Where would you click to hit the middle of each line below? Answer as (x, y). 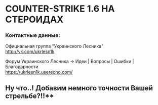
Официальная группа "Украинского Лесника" (54, 46)
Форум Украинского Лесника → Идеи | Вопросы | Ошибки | (70, 62)
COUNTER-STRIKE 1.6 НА (60, 9)
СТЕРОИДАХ (34, 19)
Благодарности (22, 67)
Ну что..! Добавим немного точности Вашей (79, 88)
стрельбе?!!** (30, 96)
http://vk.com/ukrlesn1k (30, 51)
